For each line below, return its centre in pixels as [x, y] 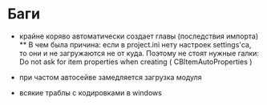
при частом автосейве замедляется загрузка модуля [110, 77]
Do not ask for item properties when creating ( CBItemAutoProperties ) [136, 62]
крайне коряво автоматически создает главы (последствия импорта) [139, 36]
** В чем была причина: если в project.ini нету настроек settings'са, [135, 44]
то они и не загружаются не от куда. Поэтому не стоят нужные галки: [139, 53]
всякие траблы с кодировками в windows [90, 92]
